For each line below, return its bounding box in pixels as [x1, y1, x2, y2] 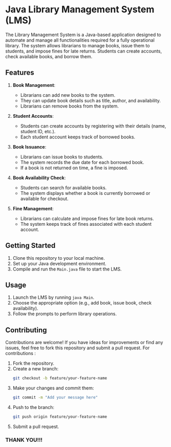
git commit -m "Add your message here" [12, 395, 98, 400]
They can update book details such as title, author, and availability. [20, 97, 161, 103]
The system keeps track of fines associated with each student [20, 221, 152, 227]
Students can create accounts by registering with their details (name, [20, 122, 166, 129]
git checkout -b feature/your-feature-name [12, 376, 108, 381]
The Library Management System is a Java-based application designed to [5, 31, 161, 38]
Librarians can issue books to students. [20, 153, 103, 160]
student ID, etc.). [20, 128, 56, 134]
